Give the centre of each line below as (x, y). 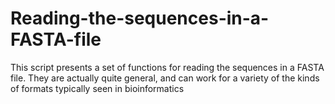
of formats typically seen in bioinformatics (97, 88)
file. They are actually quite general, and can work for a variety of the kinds (165, 78)
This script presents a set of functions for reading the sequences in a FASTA (167, 67)
